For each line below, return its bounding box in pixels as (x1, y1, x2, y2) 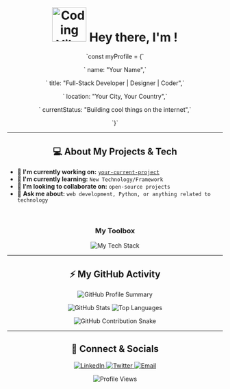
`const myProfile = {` (86, 52, 144, 60)
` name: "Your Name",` (83, 65, 147, 73)
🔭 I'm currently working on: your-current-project (16, 167, 159, 176)
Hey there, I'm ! (89, 30, 178, 45)
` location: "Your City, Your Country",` (62, 92, 168, 100)
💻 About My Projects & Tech (52, 146, 178, 158)
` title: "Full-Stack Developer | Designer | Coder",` (45, 79, 185, 87)
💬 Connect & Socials (71, 343, 159, 355)
